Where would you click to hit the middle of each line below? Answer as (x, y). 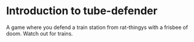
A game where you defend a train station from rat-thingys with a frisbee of (97, 27)
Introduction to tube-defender (82, 11)
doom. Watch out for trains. (39, 33)
